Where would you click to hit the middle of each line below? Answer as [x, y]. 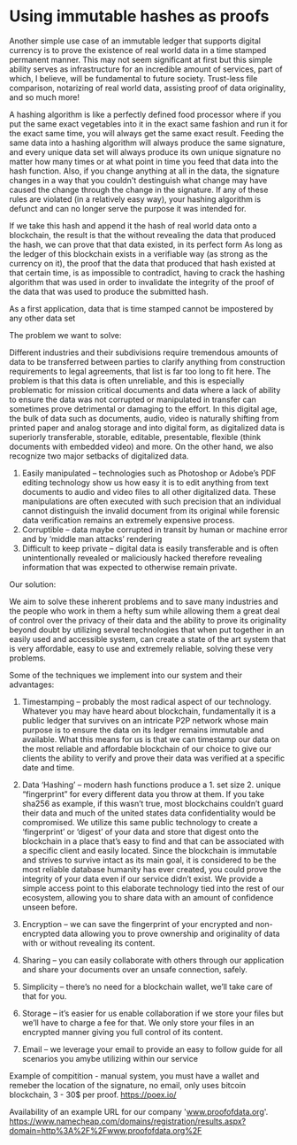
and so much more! [45, 97]
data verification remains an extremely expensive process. [128, 520]
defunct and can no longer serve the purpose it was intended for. [128, 208]
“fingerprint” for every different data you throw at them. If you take [143, 793]
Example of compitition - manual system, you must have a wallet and [134, 1075]
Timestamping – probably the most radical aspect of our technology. [146, 701]
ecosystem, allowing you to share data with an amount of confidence [148, 897]
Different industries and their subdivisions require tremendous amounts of [144, 352]
